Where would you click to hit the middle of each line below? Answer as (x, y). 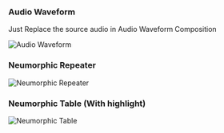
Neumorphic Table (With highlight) (77, 104)
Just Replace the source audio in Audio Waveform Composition (113, 29)
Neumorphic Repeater (52, 65)
